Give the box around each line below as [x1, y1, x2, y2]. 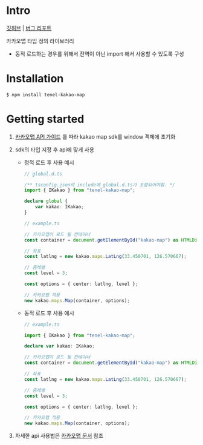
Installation [6, 72, 64, 85]
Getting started [6, 112, 85, 126]
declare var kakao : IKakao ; [24, 343, 95, 349]
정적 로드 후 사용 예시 [24, 159, 74, 166]
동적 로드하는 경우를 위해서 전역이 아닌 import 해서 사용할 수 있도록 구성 [14, 50, 184, 58]
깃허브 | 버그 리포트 [6, 24, 52, 31]
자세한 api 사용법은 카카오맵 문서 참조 [14, 432, 104, 440]
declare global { [24, 198, 68, 205]
